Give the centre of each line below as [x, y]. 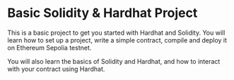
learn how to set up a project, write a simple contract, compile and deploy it [117, 40]
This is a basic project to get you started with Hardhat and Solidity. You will [116, 33]
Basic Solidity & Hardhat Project [103, 13]
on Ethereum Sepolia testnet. [49, 47]
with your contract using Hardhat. [56, 69]
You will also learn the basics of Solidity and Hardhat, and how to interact [114, 61]
